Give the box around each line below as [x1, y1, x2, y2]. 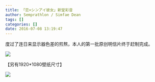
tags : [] [5, 17, 24, 22]
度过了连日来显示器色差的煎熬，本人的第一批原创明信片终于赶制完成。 [5, 41, 153, 47]
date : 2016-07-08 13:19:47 [5, 26, 63, 32]
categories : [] [5, 21, 38, 27]
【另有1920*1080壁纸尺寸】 [5, 62, 65, 68]
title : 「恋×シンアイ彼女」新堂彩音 [5, 7, 73, 13]
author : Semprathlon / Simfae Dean [5, 12, 81, 17]
